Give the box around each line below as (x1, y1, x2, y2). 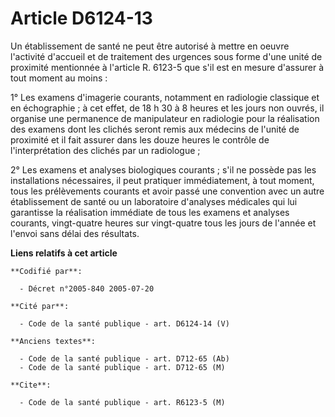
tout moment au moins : (10, 72, 108, 84)
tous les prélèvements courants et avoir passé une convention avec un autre (10, 185, 325, 197)
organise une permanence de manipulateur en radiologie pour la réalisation (10, 112, 320, 124)
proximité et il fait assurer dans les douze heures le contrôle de (10, 133, 270, 146)
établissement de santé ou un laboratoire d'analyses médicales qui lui (10, 195, 298, 207)
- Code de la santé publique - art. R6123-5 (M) (19, 397, 226, 407)
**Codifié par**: (10, 266, 83, 276)
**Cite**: (10, 380, 52, 390)
